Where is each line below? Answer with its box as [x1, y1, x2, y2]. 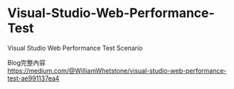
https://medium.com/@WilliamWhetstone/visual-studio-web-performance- [7, 66, 227, 75]
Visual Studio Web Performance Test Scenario [7, 43, 143, 52]
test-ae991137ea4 [7, 73, 60, 83]
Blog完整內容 [7, 58, 46, 67]
